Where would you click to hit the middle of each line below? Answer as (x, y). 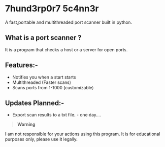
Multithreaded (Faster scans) (42, 82)
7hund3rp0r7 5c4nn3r (52, 9)
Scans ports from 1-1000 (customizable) (53, 87)
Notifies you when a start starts (44, 77)
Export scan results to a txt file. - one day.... (57, 115)
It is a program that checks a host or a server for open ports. (66, 49)
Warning (26, 124)
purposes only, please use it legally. (41, 139)
